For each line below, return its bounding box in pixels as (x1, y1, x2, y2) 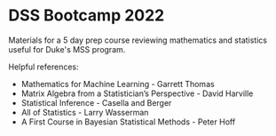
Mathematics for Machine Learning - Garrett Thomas (20, 78, 215, 89)
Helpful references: (8, 61, 79, 72)
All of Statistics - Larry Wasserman (20, 107, 149, 117)
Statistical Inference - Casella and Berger (20, 97, 172, 108)
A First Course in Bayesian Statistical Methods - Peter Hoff (20, 116, 236, 127)
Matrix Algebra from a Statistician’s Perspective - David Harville (20, 88, 254, 99)
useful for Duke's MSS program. (8, 44, 126, 54)
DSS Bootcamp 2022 (8, 5, 165, 26)
